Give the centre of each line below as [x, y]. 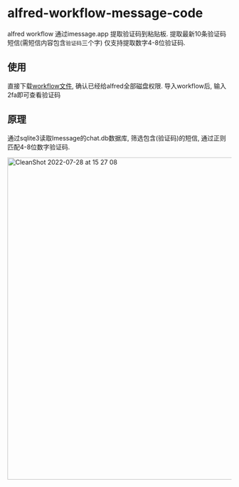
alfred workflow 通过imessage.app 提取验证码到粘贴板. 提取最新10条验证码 [117, 34]
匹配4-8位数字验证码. [39, 147]
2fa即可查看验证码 [34, 95]
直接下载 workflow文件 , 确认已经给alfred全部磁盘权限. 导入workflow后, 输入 [117, 86]
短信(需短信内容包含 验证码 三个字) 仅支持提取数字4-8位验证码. [97, 42]
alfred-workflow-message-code [105, 13]
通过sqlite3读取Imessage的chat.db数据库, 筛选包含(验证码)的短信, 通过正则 [117, 138]
